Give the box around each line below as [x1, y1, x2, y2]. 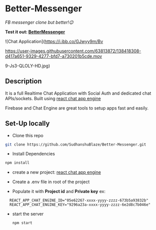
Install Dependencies [12, 151, 55, 157]
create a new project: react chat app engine [12, 169, 101, 175]
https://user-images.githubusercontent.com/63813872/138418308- [5, 48, 141, 54]
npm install [5, 160, 30, 165]
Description [5, 77, 42, 85]
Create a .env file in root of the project [12, 179, 90, 185]
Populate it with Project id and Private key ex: [12, 189, 106, 194]
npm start [12, 221, 33, 226]
